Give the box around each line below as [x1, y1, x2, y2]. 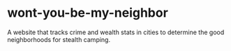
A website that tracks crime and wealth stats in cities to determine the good [7, 28, 225, 36]
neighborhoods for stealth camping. [7, 35, 110, 43]
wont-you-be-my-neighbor [7, 5, 169, 21]
